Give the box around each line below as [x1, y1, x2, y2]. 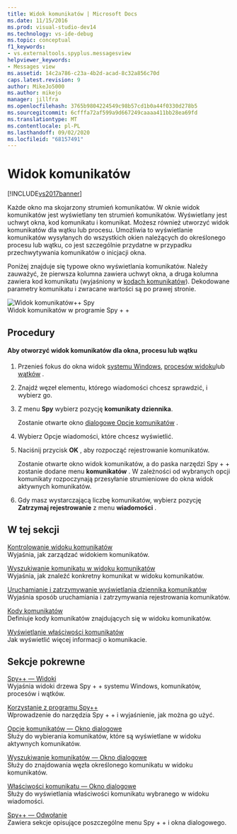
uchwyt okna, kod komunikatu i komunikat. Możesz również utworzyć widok [7, 218, 229, 227]
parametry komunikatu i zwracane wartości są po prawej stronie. [7, 285, 197, 293]
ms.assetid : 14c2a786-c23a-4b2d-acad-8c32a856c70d [7, 69, 160, 77]
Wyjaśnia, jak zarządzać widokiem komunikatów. [7, 550, 150, 558]
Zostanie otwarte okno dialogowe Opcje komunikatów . [17, 418, 178, 427]
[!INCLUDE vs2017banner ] [7, 189, 83, 198]
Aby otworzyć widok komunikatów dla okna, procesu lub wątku [7, 346, 198, 355]
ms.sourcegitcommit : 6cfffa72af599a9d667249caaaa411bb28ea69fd [7, 109, 198, 116]
